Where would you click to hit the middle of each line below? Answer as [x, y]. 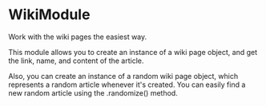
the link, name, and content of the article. [76, 61]
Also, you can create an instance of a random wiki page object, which [123, 76]
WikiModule [49, 15]
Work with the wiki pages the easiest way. [78, 37]
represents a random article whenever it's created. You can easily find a [127, 84]
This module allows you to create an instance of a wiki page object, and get [133, 52]
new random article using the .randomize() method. [93, 92]
